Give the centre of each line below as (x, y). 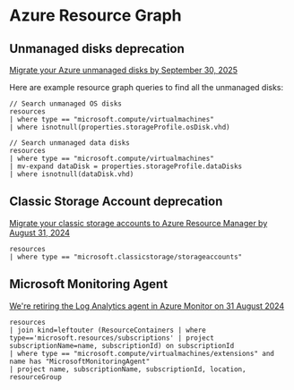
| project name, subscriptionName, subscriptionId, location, (128, 369)
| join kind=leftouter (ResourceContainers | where (108, 330)
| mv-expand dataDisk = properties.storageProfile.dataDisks (126, 166)
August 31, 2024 (39, 233)
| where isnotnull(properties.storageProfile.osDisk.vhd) (120, 127)
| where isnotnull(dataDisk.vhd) (72, 174)
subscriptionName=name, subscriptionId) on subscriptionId (122, 345)
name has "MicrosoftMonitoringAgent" (80, 361)
